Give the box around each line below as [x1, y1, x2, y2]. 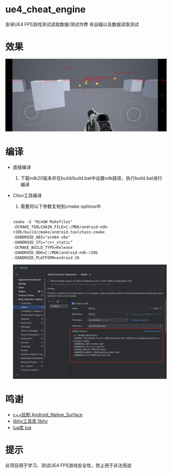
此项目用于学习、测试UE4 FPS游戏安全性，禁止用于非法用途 [5, 462, 132, 468]
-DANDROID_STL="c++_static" [12, 240, 73, 245]
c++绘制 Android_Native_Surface [12, 412, 83, 418]
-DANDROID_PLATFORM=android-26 [12, 255, 80, 260]
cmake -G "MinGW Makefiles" [12, 219, 73, 224]
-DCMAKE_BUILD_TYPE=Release [12, 245, 73, 250]
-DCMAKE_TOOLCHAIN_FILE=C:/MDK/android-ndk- [12, 224, 110, 230]
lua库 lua [12, 425, 32, 431]
